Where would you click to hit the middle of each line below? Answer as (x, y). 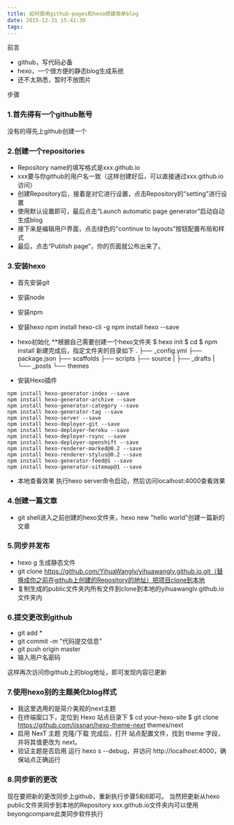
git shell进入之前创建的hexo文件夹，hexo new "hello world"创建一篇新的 (121, 517)
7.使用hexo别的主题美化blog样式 (62, 692)
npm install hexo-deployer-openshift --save (73, 443)
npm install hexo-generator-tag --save (65, 412)
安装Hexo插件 (37, 380)
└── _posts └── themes (53, 366)
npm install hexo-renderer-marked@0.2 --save (74, 449)
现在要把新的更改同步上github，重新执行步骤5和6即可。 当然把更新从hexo (114, 796)
